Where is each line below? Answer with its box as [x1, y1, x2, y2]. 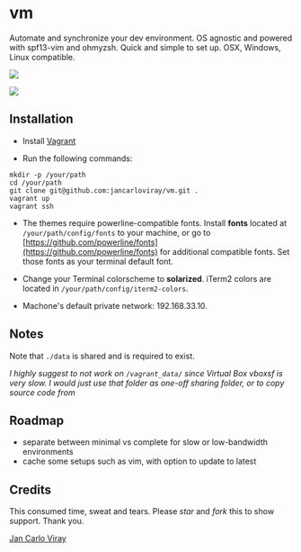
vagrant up [9, 194, 50, 203]
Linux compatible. [9, 51, 75, 62]
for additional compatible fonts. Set [160, 246, 290, 257]
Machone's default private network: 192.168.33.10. [22, 300, 208, 311]
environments [22, 447, 74, 457]
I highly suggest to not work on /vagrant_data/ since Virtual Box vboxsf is [9, 367, 283, 378]
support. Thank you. [9, 516, 84, 527]
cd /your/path [9, 178, 63, 187]
